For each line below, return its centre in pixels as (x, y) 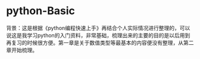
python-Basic (41, 11)
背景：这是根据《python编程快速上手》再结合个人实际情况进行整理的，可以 (98, 28)
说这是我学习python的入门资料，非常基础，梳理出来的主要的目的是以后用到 (98, 35)
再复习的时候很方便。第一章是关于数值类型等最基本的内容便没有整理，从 (95, 42)
